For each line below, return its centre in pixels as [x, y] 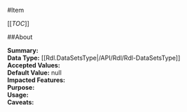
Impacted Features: [36, 80]
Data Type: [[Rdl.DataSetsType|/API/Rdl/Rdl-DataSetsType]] [94, 58]
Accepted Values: [34, 65]
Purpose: [21, 87]
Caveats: [21, 102]
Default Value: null [34, 73]
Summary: [23, 50]
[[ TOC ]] [18, 23]
